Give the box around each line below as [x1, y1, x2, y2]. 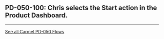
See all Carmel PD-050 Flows [5, 28, 64, 34]
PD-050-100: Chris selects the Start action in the [5, 4, 157, 12]
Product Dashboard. [5, 12, 68, 20]
